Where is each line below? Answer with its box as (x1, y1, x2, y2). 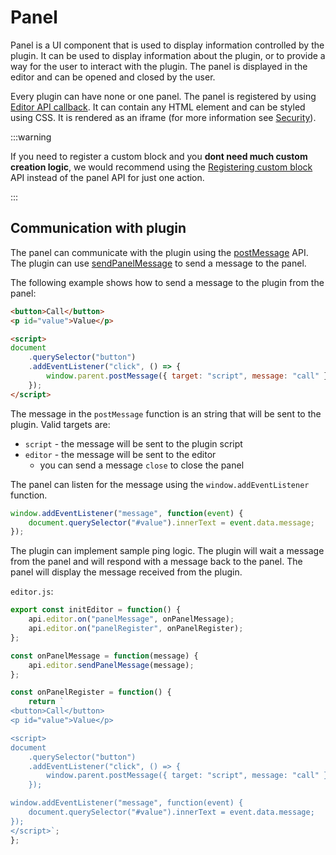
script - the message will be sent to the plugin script (24, 437, 243, 450)
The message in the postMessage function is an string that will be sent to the (10, 407, 322, 420)
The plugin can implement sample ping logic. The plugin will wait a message (10, 545, 325, 557)
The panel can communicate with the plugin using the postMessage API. (10, 246, 309, 258)
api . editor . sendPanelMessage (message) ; (28, 660, 195, 670)
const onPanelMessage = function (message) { (10, 651, 199, 661)
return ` (28, 697, 65, 707)
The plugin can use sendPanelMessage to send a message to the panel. (10, 257, 307, 269)
